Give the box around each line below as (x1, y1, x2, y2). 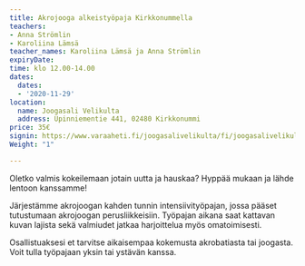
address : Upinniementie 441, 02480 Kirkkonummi (17, 114, 202, 123)
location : (9, 97, 47, 107)
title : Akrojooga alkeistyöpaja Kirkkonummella (9, 13, 193, 23)
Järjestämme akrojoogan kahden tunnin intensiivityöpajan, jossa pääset (9, 200, 277, 211)
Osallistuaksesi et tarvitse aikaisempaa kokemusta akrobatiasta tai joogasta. (9, 237, 293, 248)
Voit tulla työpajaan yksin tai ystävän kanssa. (9, 246, 177, 257)
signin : (9, 132, 39, 141)
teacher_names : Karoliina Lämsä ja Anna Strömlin (9, 47, 202, 56)
